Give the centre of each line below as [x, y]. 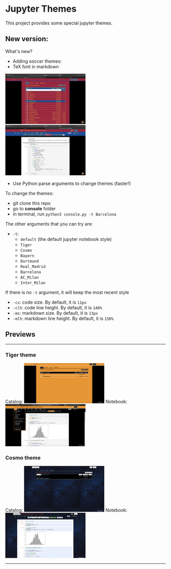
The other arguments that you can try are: [49, 224]
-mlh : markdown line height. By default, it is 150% [63, 318]
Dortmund [30, 261]
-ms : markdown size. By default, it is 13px [55, 313]
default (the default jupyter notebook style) [66, 239]
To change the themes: [30, 193]
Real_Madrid [33, 266]
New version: [27, 39]
